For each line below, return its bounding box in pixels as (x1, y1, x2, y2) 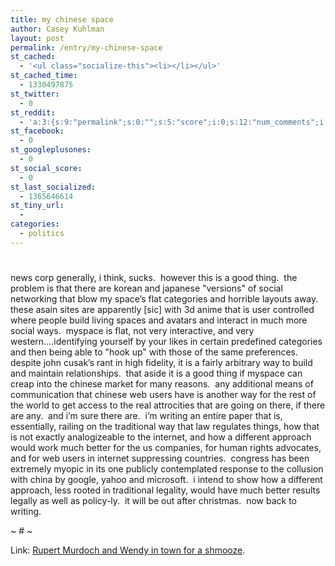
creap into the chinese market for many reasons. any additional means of (10, 377, 314, 390)
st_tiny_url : (10, 201, 65, 211)
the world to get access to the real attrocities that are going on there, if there (10, 399, 326, 411)
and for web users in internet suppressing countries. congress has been (10, 452, 310, 464)
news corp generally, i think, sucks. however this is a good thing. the (10, 271, 298, 283)
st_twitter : (10, 89, 60, 99)
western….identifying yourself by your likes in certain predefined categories (10, 335, 323, 347)
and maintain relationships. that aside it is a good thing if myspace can (10, 367, 303, 379)
